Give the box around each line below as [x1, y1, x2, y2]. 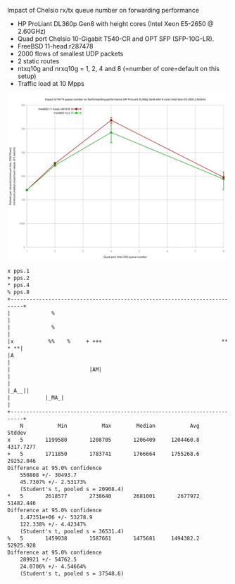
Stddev [7, 429, 27, 436]
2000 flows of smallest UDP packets [17, 49, 124, 58]
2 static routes [17, 57, 60, 65]
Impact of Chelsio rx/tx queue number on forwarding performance [7, 6, 199, 14]
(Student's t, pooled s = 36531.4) [20, 528, 125, 535]
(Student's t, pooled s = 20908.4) [20, 485, 125, 493]
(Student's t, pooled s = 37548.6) [20, 570, 125, 577]
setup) [17, 72, 37, 80]
